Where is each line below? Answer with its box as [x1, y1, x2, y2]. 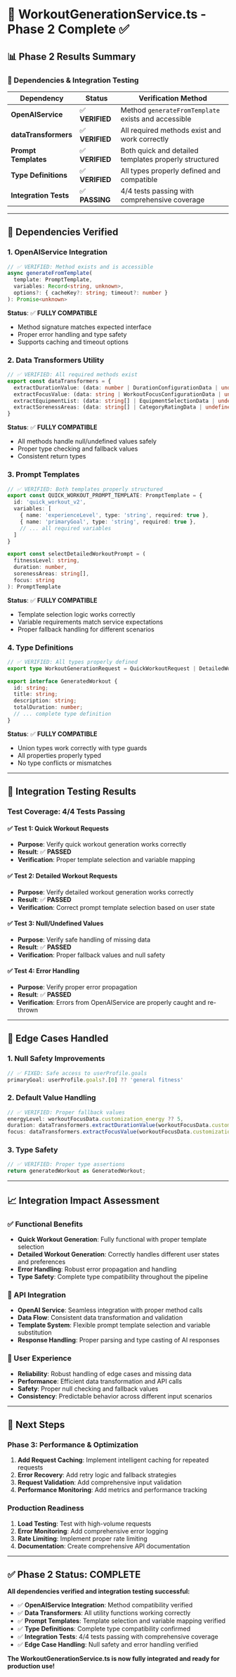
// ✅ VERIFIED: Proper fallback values [7, 1109, 125, 1116]
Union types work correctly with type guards [17, 743, 147, 752]
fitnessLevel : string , [13, 557, 80, 565]
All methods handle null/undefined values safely [17, 437, 157, 446]
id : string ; [13, 684, 49, 691]
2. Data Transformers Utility [7, 355, 104, 365]
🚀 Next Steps [7, 1418, 65, 1430]
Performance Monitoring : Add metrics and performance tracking [17, 1486, 207, 1494]
